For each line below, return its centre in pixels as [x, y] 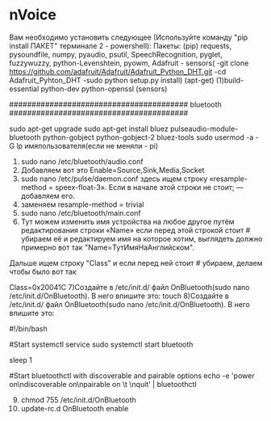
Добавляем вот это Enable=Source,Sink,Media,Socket [113, 170]
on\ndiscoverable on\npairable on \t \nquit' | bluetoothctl [103, 384]
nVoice [33, 15]
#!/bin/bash [28, 328]
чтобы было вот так [43, 272]
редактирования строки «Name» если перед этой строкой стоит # [135, 230]
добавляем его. [48, 196]
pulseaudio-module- [204, 128]
